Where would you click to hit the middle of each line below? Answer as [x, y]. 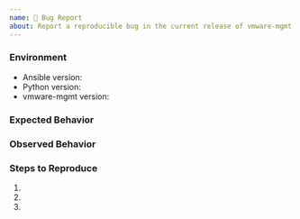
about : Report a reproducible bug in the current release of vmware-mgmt [151, 26]
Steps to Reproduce [54, 168]
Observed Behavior [53, 143]
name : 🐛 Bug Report [46, 18]
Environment [38, 58]
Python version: [51, 87]
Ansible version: [52, 77]
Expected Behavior [52, 120]
